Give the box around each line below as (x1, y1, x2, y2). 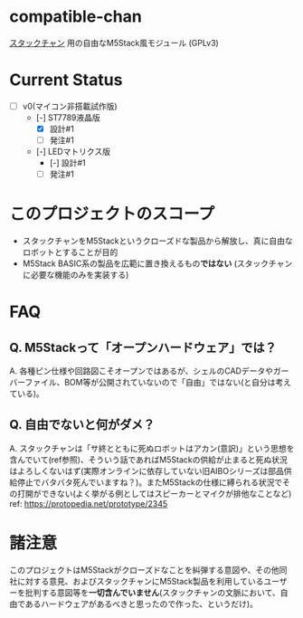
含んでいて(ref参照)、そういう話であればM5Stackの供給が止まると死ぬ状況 (9, 454, 288, 465)
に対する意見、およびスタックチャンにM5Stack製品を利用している (16, 575, 264, 586)
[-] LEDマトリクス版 (35, 147, 111, 157)
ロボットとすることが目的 (22, 247, 118, 258)
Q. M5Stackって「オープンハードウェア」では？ (9, 339, 278, 355)
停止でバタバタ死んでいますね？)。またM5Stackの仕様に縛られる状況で (16, 477, 283, 488)
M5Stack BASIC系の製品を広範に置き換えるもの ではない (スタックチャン (22, 258, 293, 269)
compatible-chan (9, 6, 142, 27)
